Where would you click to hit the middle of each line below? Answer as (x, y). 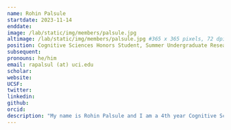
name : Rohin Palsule (37, 13)
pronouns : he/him (32, 58)
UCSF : (15, 84)
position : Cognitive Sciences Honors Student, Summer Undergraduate (107, 45)
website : (20, 77)
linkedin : (21, 97)
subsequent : (24, 52)
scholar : (20, 71)
